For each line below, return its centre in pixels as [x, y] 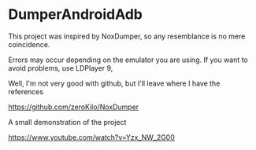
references [26, 91]
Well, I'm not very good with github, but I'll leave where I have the [114, 83]
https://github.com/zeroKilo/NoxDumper [74, 107]
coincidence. [29, 44]
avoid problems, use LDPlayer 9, [61, 68]
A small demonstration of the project [67, 122]
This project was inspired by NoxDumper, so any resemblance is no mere [127, 36]
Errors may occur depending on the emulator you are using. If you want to [128, 60]
